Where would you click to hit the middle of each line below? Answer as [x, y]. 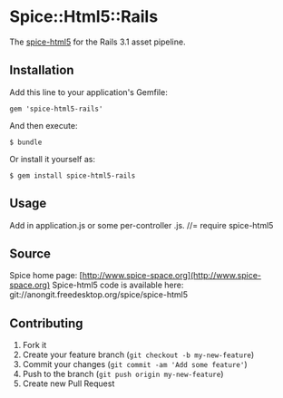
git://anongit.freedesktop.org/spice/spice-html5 [99, 295]
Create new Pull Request [68, 383]
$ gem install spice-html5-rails [73, 175]
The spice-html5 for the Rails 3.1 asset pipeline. [98, 42]
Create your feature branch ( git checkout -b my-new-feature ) [138, 354]
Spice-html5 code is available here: [118, 285]
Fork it [34, 345]
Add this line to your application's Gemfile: [88, 92]
